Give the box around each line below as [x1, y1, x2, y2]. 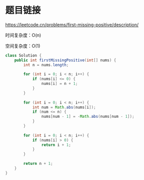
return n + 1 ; [23, 161, 53, 166]
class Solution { [5, 53, 42, 58]
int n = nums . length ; [23, 62, 69, 67]
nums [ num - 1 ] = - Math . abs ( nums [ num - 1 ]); [41, 114, 135, 119]
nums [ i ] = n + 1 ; [41, 81, 78, 86]
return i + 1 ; [41, 142, 71, 147]
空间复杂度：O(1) [5, 42, 40, 49]
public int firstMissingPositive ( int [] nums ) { [14, 58, 116, 63]
